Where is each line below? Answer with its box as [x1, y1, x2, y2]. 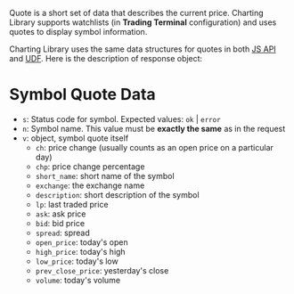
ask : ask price [35, 208, 86, 219]
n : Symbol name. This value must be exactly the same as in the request [21, 123, 286, 134]
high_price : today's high [35, 246, 127, 257]
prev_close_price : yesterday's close [35, 265, 169, 275]
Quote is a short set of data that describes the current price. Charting [9, 8, 265, 18]
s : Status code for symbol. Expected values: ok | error [21, 113, 221, 124]
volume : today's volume [35, 274, 121, 285]
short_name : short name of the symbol [35, 170, 176, 181]
